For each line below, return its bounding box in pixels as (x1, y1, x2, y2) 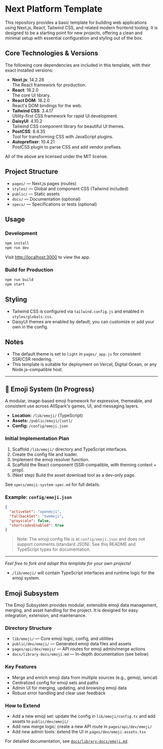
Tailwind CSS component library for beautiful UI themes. (12, 123, 125, 129)
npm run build (5, 278, 34, 282)
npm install (5, 241, 29, 246)
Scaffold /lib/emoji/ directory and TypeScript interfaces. (12, 446, 128, 452)
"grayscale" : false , (9, 518, 51, 523)
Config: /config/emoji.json (12, 423, 68, 429)
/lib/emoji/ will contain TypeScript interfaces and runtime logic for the (12, 570, 155, 576)
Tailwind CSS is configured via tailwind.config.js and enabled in (12, 308, 144, 314)
